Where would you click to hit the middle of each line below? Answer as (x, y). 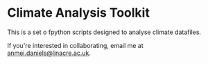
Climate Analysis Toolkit (79, 13)
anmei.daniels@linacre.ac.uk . (49, 53)
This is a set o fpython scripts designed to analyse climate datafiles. (104, 32)
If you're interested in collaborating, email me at (75, 45)
